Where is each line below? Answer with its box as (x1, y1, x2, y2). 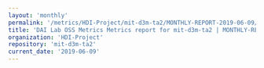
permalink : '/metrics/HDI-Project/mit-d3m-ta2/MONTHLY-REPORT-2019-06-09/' (8, 19, 262, 27)
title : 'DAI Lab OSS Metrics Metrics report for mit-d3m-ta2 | (8, 26, 220, 34)
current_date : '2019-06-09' (8, 48, 101, 55)
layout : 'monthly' (8, 11, 68, 20)
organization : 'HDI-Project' (8, 33, 104, 41)
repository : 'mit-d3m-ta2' (8, 41, 97, 48)
